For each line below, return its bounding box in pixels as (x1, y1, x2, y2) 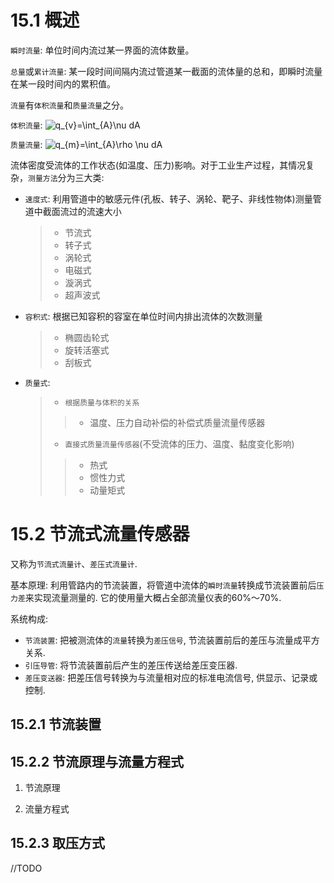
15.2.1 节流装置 (10, 716, 102, 733)
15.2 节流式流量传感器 (10, 523, 190, 546)
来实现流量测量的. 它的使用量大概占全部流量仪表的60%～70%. (24, 591, 282, 603)
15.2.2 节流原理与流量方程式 (10, 753, 185, 770)
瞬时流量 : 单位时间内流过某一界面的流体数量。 (10, 44, 195, 56)
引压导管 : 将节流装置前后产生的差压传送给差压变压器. (24, 659, 238, 671)
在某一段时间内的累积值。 (10, 77, 116, 90)
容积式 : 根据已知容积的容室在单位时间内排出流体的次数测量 (24, 310, 263, 322)
